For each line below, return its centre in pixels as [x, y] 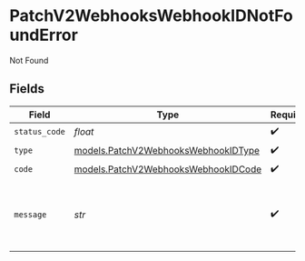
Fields [27, 89]
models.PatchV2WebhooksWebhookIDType [167, 151]
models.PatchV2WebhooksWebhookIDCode [168, 169]
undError [44, 35]
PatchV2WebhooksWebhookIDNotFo [151, 16]
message [30, 214]
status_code [40, 132]
